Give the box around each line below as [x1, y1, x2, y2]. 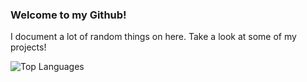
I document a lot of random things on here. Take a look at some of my [10, 31, 297, 43]
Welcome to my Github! [10, 8, 127, 22]
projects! [10, 41, 47, 53]
